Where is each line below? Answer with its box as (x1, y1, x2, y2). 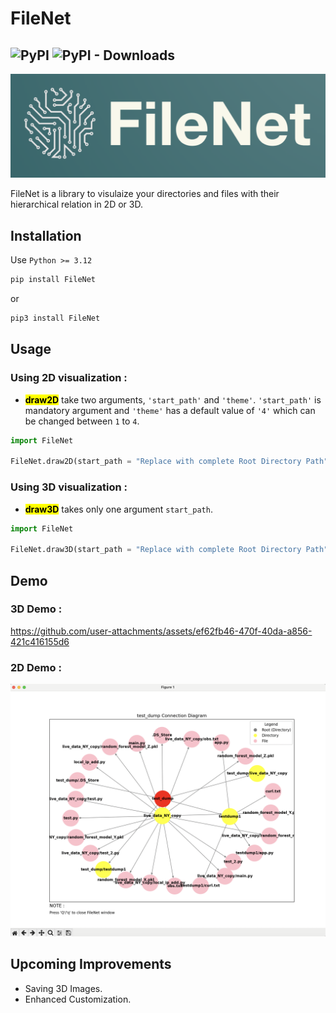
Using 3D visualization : (10, 480, 128, 494)
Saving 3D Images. (24, 982, 103, 994)
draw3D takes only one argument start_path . (24, 503, 213, 515)
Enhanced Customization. (24, 993, 132, 1005)
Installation (10, 227, 82, 244)
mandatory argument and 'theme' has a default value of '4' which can (24, 404, 316, 416)
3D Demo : (10, 602, 63, 616)
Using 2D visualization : (10, 371, 128, 385)
